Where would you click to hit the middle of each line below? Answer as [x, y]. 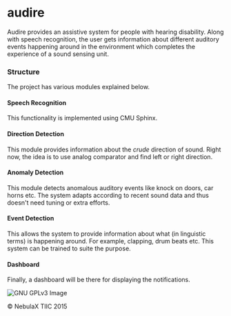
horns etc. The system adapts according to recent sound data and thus [108, 195]
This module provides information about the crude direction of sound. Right [114, 149]
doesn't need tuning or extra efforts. [59, 203]
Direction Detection [36, 134]
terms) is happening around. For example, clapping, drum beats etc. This [110, 241]
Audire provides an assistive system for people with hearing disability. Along [115, 32]
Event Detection [31, 219]
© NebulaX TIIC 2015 [37, 306]
